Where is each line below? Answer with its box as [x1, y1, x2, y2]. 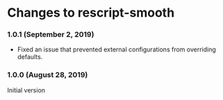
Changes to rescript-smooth [7, 5, 175, 21]
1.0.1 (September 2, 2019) [7, 30, 94, 40]
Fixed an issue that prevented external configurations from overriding [17, 45, 217, 53]
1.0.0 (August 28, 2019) [7, 70, 88, 80]
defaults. [17, 53, 43, 61]
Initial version [7, 85, 46, 94]
